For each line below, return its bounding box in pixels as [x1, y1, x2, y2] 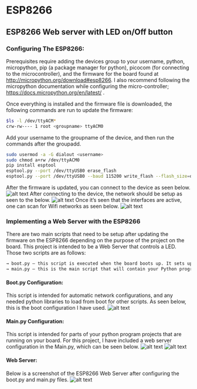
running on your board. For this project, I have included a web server [6, 337, 172, 344]
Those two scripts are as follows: [6, 249, 86, 256]
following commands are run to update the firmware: [6, 106, 133, 113]
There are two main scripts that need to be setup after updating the [6, 231, 169, 238]
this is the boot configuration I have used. [6, 305, 107, 312]
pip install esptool [6, 163, 57, 168]
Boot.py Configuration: [6, 279, 63, 286]
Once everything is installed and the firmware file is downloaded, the [6, 100, 172, 107]
